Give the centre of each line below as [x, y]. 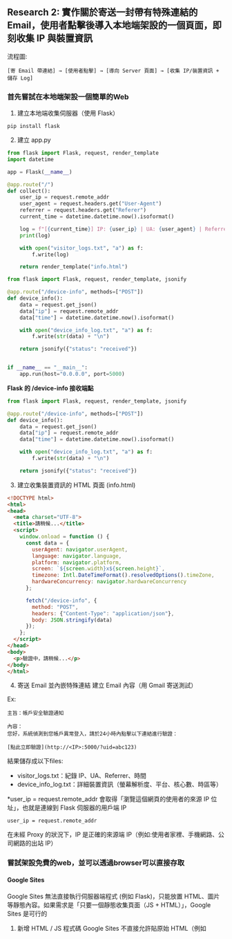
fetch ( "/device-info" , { [61, 601]
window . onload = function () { [65, 537]
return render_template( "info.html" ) [74, 267]
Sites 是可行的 [27, 913]
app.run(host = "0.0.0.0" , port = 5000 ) [72, 374]
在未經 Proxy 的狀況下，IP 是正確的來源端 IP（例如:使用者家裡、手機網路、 [113, 835]
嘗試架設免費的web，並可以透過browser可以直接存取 [96, 863]
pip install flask [33, 127]
